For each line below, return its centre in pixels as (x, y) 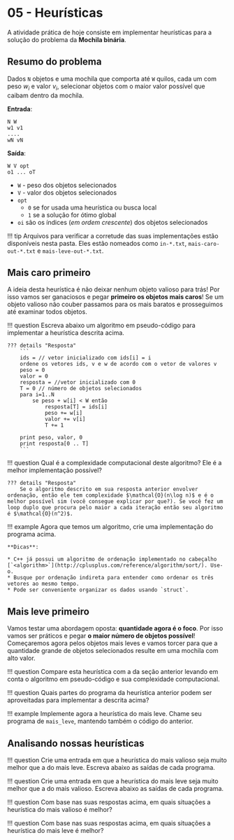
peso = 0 (32, 370)
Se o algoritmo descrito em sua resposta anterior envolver (109, 489)
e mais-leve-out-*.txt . (71, 251)
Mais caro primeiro (49, 272)
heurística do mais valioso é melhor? (60, 809)
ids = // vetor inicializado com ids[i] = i (86, 358)
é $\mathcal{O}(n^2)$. (40, 514)
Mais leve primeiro (48, 611)
